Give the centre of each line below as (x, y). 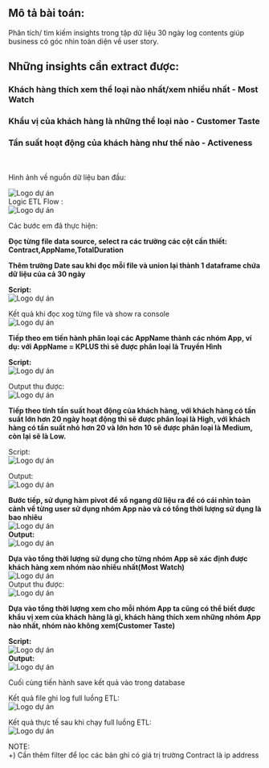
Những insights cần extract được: (94, 66)
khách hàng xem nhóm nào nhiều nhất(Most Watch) (96, 567)
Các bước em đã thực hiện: (53, 226)
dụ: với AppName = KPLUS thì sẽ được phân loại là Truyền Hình (115, 347)
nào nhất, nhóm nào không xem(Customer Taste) (92, 626)
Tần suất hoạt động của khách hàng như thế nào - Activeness (130, 143)
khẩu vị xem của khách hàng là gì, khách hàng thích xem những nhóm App (134, 617)
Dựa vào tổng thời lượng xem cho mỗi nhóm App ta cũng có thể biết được (132, 608)
